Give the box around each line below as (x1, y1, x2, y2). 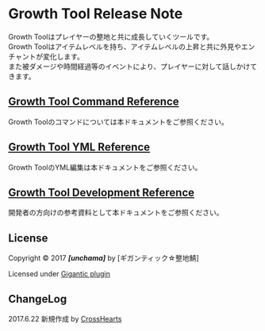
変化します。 (42, 51, 85, 61)
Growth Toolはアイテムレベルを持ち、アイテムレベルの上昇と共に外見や (8, 41, 242, 51)
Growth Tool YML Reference (8, 140, 151, 154)
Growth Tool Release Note (8, 5, 183, 23)
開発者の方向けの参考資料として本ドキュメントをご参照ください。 (8, 207, 224, 218)
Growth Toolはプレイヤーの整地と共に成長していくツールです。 (8, 32, 214, 41)
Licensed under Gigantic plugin (8, 269, 111, 279)
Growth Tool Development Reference (8, 185, 195, 199)
